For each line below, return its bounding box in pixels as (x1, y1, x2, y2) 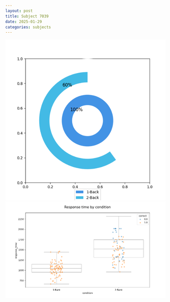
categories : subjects (5, 25, 51, 30)
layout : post (5, 8, 33, 13)
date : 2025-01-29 (5, 19, 42, 24)
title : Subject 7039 (5, 13, 49, 19)
